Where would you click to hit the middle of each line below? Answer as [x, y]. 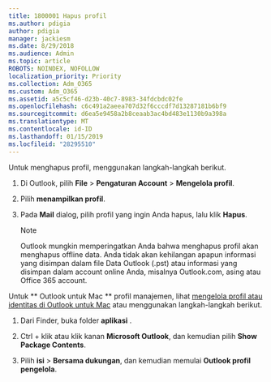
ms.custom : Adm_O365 [43, 91]
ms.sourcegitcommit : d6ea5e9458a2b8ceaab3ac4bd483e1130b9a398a [118, 114]
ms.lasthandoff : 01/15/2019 [56, 136]
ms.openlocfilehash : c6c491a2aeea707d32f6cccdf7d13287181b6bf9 [118, 106]
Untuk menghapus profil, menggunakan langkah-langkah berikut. [118, 167]
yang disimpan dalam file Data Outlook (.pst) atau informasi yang [129, 263]
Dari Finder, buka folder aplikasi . [76, 320]
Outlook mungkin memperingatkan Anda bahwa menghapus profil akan [139, 246]
